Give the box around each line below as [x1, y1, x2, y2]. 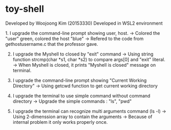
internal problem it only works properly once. [12, 119, 108, 125]
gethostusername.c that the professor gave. [5, 41, 98, 47]
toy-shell [5, 3, 45, 15]
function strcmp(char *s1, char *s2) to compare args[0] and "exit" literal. [12, 56, 165, 62]
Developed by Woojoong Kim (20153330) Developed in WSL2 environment [5, 20, 163, 26]
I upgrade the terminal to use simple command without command [12, 92, 151, 99]
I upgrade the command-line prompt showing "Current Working [12, 77, 147, 83]
